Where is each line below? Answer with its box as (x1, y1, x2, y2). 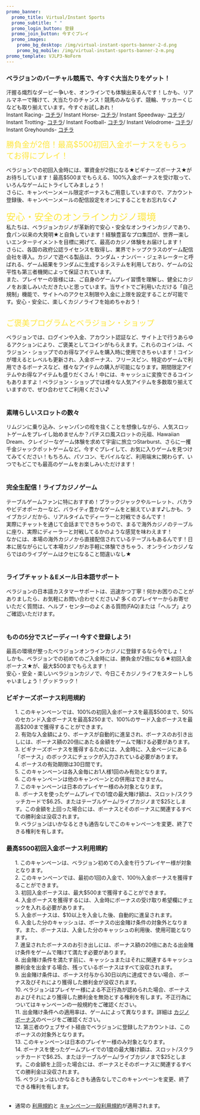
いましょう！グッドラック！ (11, 677, 79, 684)
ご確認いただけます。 (6, 610, 58, 617)
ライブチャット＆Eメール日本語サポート (6, 573, 120, 581)
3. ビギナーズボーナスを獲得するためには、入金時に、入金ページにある (14, 746, 187, 753)
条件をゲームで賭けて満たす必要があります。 (20, 948, 129, 956)
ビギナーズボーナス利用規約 (6, 694, 85, 702)
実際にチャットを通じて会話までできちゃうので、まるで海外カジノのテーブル (6, 520, 193, 527)
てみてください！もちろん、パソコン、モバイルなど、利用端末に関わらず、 (6, 453, 187, 460)
